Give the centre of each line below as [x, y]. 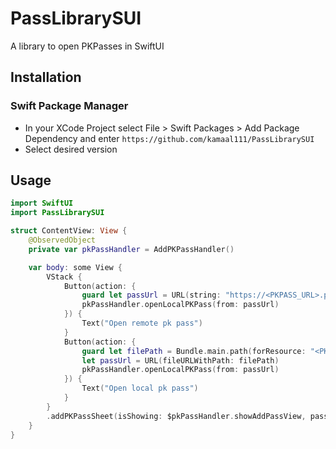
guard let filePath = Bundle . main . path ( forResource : [194, 351]
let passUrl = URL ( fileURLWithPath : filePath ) [180, 360]
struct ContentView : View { [69, 231]
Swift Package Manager [69, 106]
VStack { [64, 277]
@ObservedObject [62, 240]
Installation [46, 77]
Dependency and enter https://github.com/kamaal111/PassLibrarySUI [169, 138]
